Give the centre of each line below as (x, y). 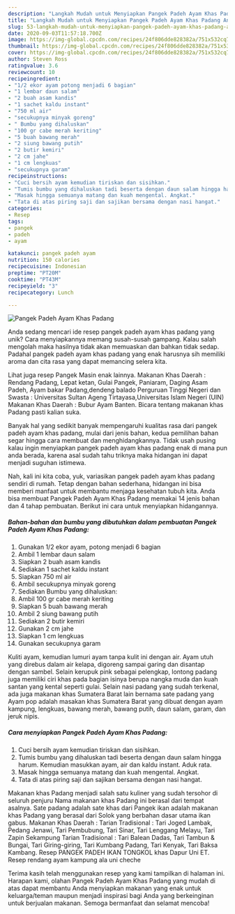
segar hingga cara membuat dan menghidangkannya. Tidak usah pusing (112, 441)
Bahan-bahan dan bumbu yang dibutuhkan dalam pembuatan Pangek (112, 522)
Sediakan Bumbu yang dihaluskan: (68, 591)
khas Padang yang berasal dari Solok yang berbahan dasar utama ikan (109, 816)
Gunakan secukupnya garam (59, 644)
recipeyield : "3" (33, 286)
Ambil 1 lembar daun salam (56, 554)
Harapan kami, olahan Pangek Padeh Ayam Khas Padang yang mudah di (112, 881)
